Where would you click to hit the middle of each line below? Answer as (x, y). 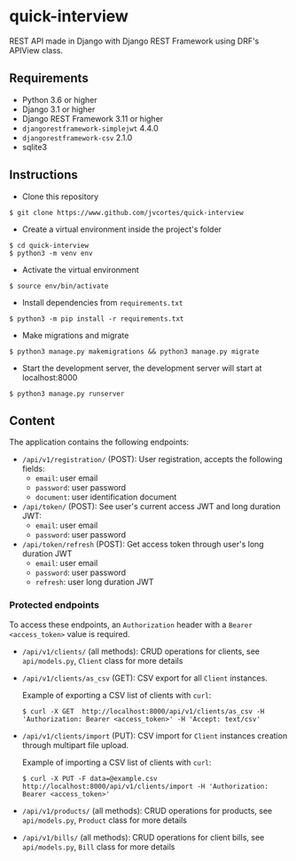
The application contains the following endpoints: (99, 442)
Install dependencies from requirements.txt (102, 302)
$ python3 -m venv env (51, 253)
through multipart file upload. (75, 745)
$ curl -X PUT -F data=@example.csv (90, 778)
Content (32, 421)
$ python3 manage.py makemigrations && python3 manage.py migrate (134, 351)
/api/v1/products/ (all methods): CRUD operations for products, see (147, 810)
